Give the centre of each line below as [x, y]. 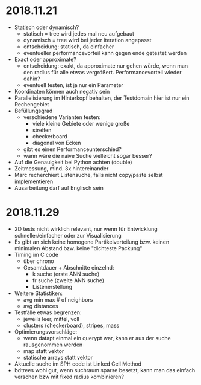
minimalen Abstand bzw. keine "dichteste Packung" [78, 248]
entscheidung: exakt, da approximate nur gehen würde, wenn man [106, 66]
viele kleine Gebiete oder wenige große [81, 123]
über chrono [39, 261]
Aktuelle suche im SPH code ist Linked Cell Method [78, 364]
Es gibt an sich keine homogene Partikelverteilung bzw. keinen [92, 242]
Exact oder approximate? [45, 59]
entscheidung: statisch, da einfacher [69, 47]
